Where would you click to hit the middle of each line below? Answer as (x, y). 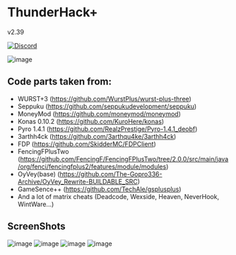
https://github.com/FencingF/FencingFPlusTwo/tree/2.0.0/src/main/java (124, 159)
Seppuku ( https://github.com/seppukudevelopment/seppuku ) (107, 106)
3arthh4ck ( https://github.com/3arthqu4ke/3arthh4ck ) (97, 136)
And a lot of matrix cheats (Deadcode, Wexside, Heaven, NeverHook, (118, 196)
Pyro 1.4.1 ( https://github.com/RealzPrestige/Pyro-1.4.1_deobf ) (107, 129)
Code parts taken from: (59, 82)
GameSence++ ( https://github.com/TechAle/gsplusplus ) (99, 189)
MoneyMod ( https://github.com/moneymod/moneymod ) (99, 113)
